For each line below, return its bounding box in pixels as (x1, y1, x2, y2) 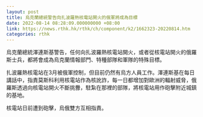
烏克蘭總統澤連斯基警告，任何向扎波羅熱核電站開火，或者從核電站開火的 (6, 49, 186, 56)
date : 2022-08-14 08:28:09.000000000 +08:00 (6, 20, 120, 26)
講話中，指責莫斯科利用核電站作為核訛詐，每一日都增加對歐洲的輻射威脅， (6, 77, 192, 84)
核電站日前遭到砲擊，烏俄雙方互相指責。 (6, 104, 107, 112)
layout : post (6, 8, 39, 15)
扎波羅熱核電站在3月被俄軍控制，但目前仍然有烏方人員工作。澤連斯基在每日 (6, 69, 195, 76)
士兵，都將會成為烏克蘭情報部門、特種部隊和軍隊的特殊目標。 (11, 56, 165, 63)
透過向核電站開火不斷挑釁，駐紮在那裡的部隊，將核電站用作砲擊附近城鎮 (16, 84, 197, 91)
